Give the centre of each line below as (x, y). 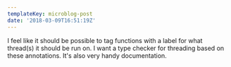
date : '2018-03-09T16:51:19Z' (52, 20)
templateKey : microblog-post (50, 14)
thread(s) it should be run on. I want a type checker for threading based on (116, 48)
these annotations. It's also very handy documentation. (87, 55)
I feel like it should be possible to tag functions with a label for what (105, 40)
